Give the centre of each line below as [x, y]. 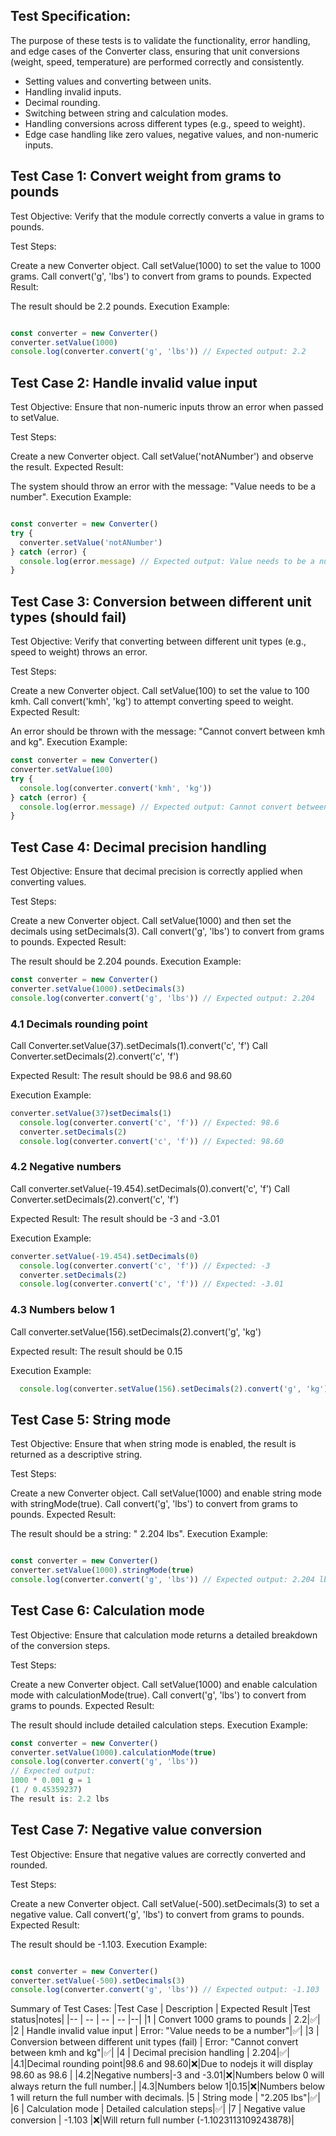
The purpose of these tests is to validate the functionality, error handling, [160, 40]
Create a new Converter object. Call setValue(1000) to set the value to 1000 [166, 265]
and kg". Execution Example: [69, 742]
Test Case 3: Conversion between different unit [161, 601]
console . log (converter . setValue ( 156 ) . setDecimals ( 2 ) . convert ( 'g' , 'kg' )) [176, 1389]
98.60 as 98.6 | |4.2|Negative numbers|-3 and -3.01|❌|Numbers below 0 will [167, 2075]
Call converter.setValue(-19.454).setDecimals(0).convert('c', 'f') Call [150, 1188]
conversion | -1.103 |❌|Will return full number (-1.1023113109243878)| [152, 2120]
